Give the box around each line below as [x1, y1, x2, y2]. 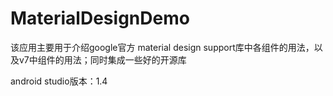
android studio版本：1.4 [10, 75, 108, 87]
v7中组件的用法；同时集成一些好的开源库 [18, 53, 187, 66]
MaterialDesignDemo [10, 7, 190, 30]
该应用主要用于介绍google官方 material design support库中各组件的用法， [10, 41, 315, 53]
